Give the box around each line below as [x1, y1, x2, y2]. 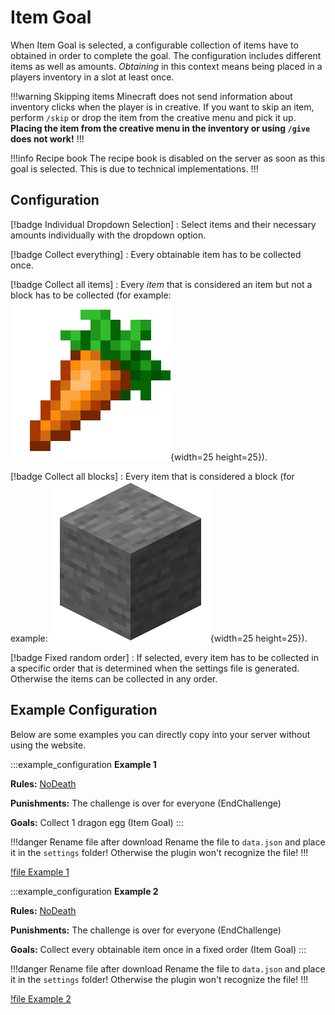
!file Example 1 [10, 866, 70, 878]
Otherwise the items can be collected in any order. [10, 672, 218, 685]
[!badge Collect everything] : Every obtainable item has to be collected [10, 248, 302, 260]
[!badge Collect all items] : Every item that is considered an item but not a [10, 278, 313, 290]
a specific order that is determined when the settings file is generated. [10, 662, 300, 674]
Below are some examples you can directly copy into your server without [10, 728, 311, 740]
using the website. [10, 739, 87, 751]
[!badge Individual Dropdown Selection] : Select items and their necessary [10, 218, 317, 230]
